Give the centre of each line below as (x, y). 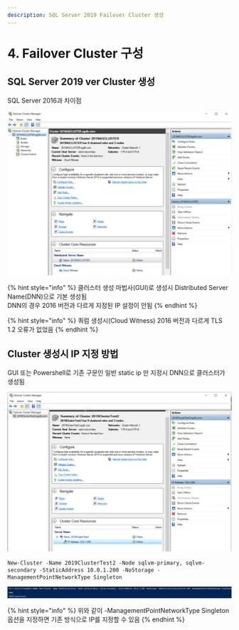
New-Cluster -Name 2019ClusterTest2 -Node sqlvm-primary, (95, 563)
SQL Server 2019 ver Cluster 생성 (81, 82)
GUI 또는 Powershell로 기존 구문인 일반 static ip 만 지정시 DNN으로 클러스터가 (116, 372)
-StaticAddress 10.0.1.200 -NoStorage (96, 570)
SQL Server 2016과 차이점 (44, 100)
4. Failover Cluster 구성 (75, 53)
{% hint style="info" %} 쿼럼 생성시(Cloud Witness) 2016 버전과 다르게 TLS (115, 320)
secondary (22, 570)
